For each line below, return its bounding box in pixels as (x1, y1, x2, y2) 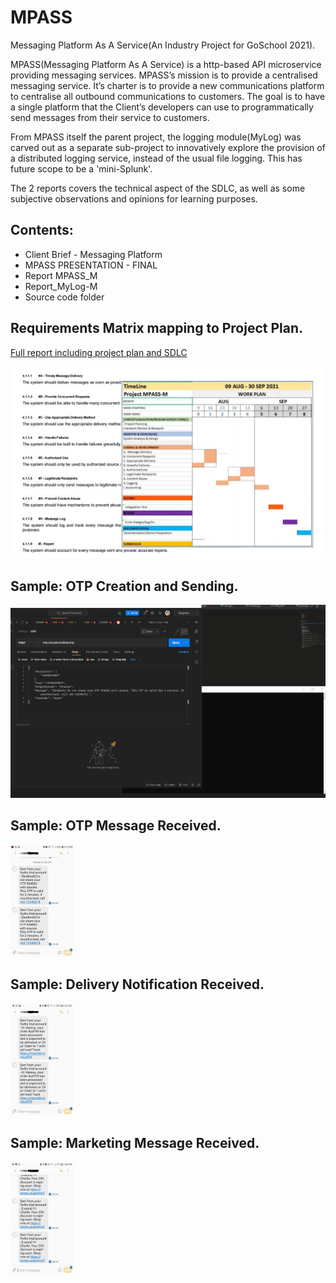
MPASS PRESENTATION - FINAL (24, 259, 158, 271)
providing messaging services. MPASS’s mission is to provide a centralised (10, 69, 318, 81)
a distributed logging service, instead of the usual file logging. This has (10, 152, 303, 164)
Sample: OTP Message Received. (10, 817, 222, 835)
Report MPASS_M (24, 269, 98, 281)
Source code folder (24, 291, 105, 303)
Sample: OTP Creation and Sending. (10, 577, 239, 595)
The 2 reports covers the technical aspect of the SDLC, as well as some (10, 182, 306, 194)
